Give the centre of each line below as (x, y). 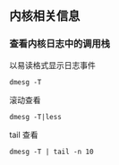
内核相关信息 (45, 16)
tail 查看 (24, 135)
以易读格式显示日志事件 (52, 65)
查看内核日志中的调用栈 (59, 44)
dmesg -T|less (36, 117)
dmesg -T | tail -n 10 (51, 152)
